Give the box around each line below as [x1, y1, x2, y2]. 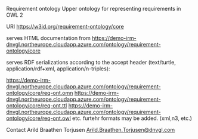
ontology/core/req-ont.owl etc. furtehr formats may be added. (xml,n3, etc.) [6, 115, 193, 122]
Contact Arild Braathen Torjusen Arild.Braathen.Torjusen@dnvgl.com [6, 126, 175, 133]
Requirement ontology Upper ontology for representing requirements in [6, 5, 181, 12]
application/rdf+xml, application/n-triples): [6, 65, 110, 72]
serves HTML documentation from [6, 35, 91, 41]
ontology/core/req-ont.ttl [6, 102, 67, 109]
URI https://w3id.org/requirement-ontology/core [6, 23, 124, 30]
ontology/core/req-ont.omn [6, 89, 73, 96]
